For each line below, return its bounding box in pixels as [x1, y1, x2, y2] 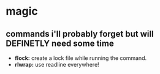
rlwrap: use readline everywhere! [14, 61, 99, 68]
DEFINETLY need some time [6, 38, 114, 48]
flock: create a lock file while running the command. [14, 54, 147, 62]
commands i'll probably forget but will [6, 29, 154, 39]
